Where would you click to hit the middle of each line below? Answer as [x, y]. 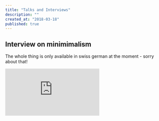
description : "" [22, 15]
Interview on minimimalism [48, 44]
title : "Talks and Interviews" [38, 10]
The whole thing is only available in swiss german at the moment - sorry [80, 56]
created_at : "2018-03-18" [32, 19]
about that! [16, 62]
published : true [22, 24]
